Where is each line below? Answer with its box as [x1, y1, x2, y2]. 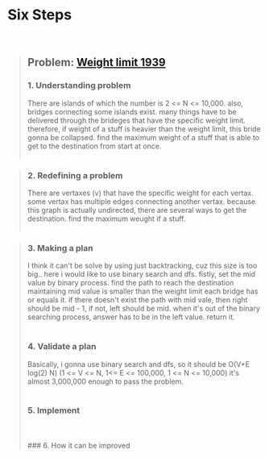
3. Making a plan [27, 242, 93, 253]
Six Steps [7, 6, 72, 24]
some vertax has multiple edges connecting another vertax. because [27, 196, 256, 206]
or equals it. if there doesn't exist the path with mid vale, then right [27, 295, 248, 305]
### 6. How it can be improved [27, 440, 130, 450]
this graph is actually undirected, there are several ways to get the [27, 205, 247, 214]
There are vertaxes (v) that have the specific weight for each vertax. [27, 188, 255, 198]
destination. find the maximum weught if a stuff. [27, 214, 186, 223]
